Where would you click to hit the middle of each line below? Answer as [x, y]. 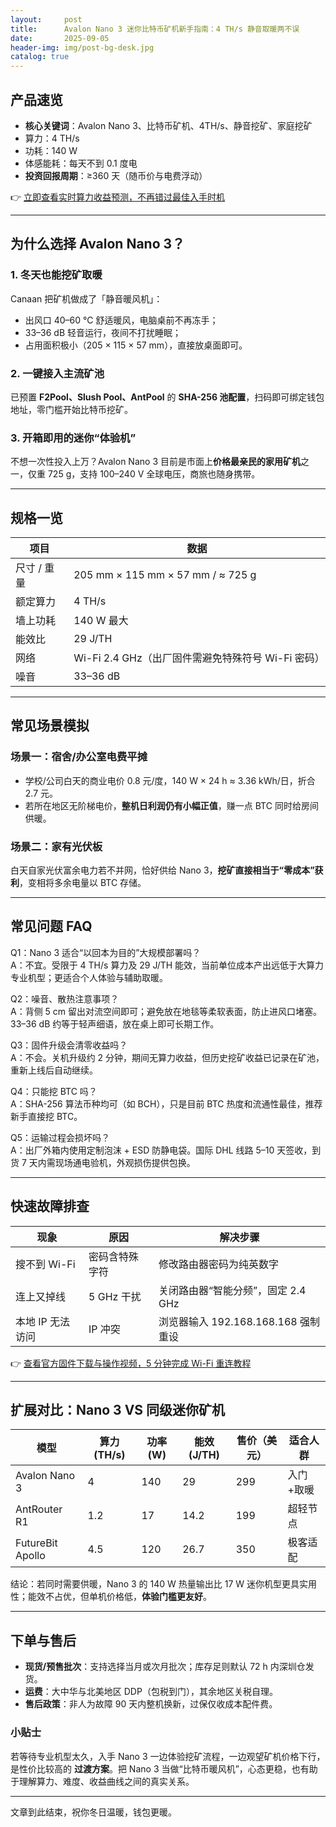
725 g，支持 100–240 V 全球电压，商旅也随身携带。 [154, 474]
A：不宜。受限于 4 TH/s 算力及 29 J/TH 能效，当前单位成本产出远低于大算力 [167, 965]
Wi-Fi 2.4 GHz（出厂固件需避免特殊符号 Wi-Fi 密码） [199, 658]
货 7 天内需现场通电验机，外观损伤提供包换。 [103, 1162]
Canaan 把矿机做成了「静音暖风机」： [86, 298]
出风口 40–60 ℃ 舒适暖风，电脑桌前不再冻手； [121, 320]
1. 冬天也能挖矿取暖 [56, 275]
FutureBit [36, 1543]
